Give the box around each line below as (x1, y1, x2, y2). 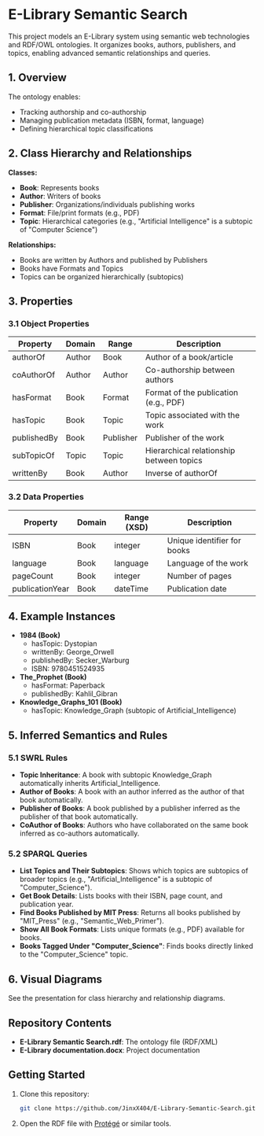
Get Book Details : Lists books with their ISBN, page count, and (19, 891, 223, 901)
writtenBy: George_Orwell (31, 647, 115, 657)
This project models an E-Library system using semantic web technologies (8, 31, 250, 41)
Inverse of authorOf (145, 468, 218, 479)
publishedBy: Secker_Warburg (31, 655, 130, 666)
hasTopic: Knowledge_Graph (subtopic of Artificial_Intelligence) (31, 706, 237, 715)
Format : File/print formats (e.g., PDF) (19, 208, 140, 217)
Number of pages (167, 570, 233, 581)
